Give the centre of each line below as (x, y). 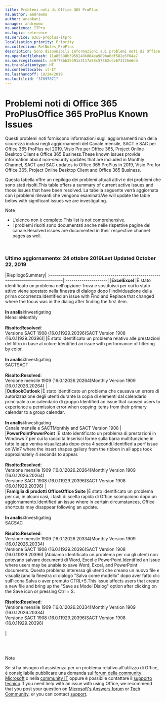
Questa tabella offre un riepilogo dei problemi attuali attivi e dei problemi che (83, 180)
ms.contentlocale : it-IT (31, 70)
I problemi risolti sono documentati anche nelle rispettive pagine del (81, 225)
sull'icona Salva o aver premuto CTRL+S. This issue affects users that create (82, 580)
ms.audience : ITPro (25, 28)
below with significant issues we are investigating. (56, 200)
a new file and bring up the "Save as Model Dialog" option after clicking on (81, 586)
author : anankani (23, 19)
